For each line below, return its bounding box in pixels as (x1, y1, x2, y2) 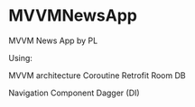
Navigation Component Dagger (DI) (8, 87, 141, 98)
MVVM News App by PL (8, 35, 98, 46)
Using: (8, 52, 33, 63)
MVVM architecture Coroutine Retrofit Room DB (8, 69, 186, 81)
